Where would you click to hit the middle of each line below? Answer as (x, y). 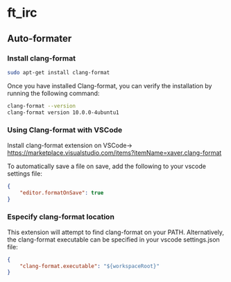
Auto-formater (40, 39)
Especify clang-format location (61, 217)
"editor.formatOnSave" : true (62, 192)
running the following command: (53, 93)
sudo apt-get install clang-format (59, 72)
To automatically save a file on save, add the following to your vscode (107, 166)
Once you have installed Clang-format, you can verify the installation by (110, 85)
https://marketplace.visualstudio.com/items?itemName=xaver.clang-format (114, 152)
